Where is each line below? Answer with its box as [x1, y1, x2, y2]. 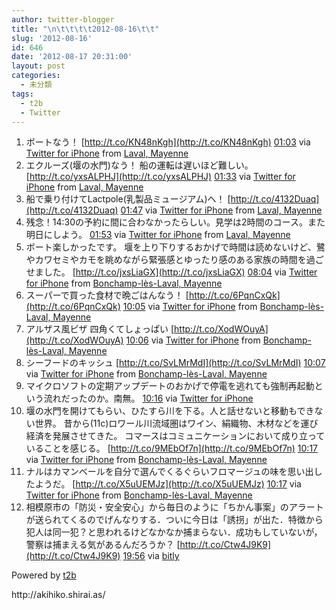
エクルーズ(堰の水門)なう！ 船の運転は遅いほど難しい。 [25, 159, 254, 171]
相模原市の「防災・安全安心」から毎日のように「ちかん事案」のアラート [25, 501, 324, 513]
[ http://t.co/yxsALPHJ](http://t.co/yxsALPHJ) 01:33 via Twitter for [25, 171, 296, 183]
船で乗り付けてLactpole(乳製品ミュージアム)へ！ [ [25, 193, 231, 205]
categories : [11, 71, 61, 81]
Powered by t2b [11, 569, 77, 581]
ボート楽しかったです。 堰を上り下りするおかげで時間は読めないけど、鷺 [25, 241, 326, 253]
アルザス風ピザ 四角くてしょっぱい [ [25, 323, 175, 335]
